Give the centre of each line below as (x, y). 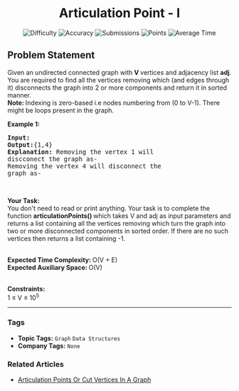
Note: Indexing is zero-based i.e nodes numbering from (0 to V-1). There (114, 103)
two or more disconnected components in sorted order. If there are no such (118, 231)
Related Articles (36, 364)
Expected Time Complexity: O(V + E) (63, 260)
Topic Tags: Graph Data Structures (69, 338)
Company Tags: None (49, 345)
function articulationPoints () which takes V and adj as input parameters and (119, 216)
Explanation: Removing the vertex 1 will (81, 152)
